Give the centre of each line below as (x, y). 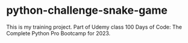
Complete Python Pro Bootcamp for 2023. (58, 33)
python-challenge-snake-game (87, 10)
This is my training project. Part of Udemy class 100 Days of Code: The (94, 27)
